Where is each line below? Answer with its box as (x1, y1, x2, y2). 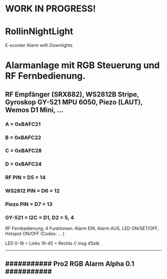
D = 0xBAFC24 (5, 160, 42, 167)
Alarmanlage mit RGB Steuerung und (5, 60, 160, 71)
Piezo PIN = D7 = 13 (5, 201, 53, 208)
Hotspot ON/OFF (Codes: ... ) (5, 231, 65, 237)
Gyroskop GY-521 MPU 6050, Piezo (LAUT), (5, 98, 143, 106)
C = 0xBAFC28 (5, 147, 42, 154)
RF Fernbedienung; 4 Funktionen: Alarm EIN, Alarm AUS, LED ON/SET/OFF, (5, 225, 159, 232)
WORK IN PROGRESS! (5, 3, 96, 14)
